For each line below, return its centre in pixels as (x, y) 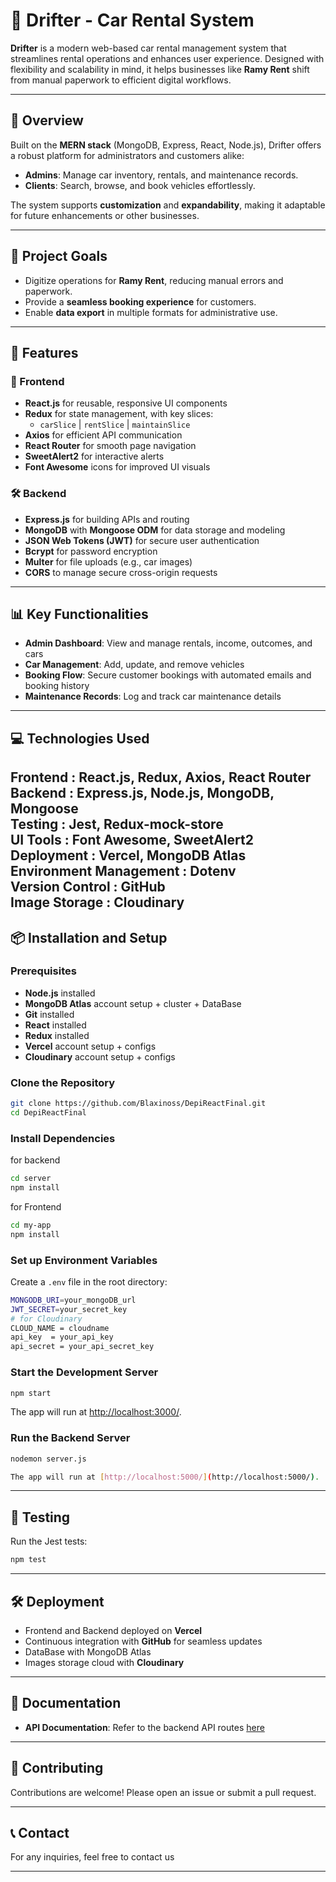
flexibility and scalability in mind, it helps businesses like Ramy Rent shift (160, 69)
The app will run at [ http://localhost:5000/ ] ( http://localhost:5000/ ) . (165, 1477)
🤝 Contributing (57, 1768)
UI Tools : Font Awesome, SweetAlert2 (132, 840)
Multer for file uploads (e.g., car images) (108, 561)
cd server (31, 1179)
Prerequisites (43, 971)
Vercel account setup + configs (90, 1046)
